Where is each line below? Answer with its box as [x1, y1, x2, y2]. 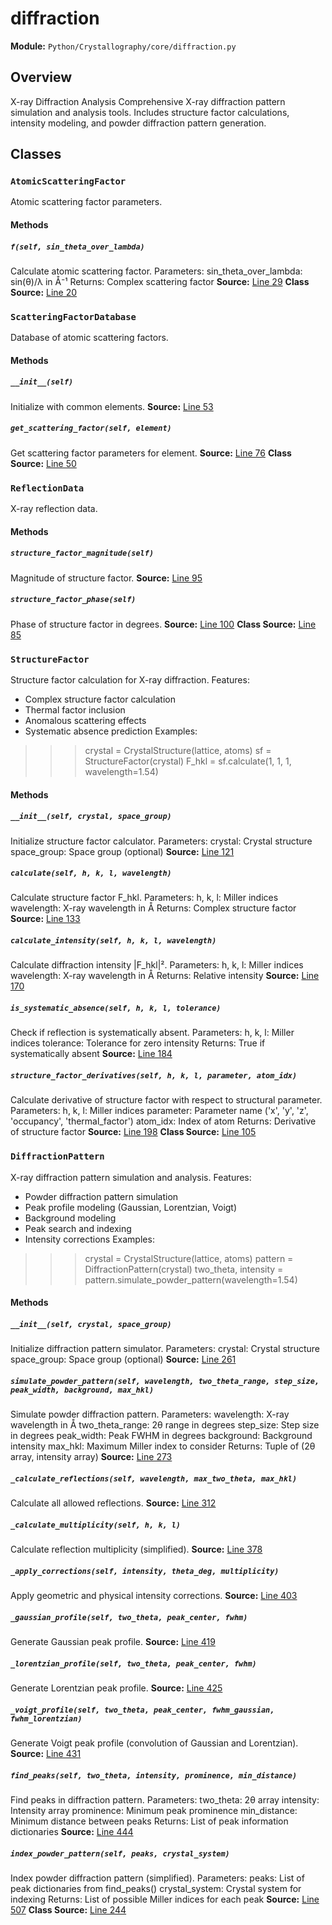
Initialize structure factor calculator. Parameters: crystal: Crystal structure [10, 835, 313, 847]
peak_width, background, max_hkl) [10, 1385, 155, 1395]
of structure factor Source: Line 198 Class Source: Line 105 [10, 1126, 257, 1138]
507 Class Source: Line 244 [10, 1903, 127, 1916]
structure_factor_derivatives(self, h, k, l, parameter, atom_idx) [10, 1071, 298, 1081]
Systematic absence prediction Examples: [24, 725, 198, 737]
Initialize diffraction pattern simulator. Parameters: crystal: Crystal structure [10, 1343, 320, 1355]
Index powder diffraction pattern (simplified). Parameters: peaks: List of [10, 1872, 305, 1884]
